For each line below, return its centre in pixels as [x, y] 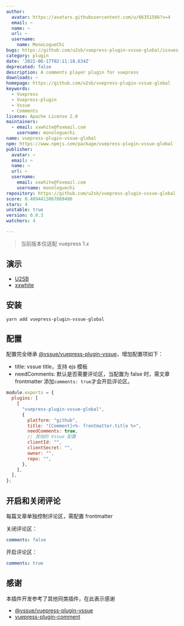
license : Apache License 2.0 [42, 116]
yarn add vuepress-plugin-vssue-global [55, 319]
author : [16, 12]
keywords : [18, 89]
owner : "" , [41, 453]
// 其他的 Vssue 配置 [52, 437]
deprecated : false [29, 67]
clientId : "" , [45, 442]
